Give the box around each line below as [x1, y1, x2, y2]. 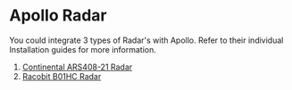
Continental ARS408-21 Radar [21, 61, 133, 72]
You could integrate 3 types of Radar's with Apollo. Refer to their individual [9, 35, 284, 45]
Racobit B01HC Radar [21, 70, 102, 81]
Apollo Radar [9, 5, 107, 26]
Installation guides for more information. [9, 44, 156, 54]
